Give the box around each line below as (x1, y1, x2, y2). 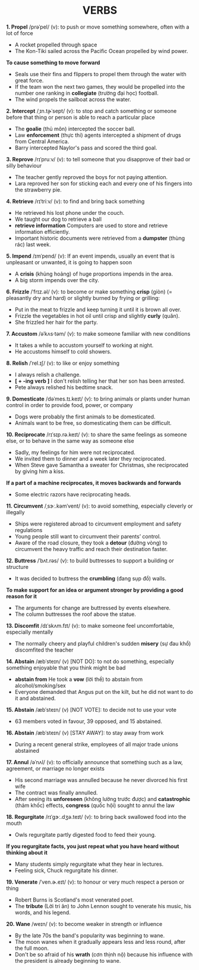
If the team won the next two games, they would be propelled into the (14, 83, 185, 90)
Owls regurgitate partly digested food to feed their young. (14, 831, 156, 838)
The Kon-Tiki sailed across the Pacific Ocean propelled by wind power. (14, 47, 188, 54)
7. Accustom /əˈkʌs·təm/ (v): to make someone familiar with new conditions (6, 330, 191, 337)
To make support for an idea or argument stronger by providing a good (6, 586, 184, 593)
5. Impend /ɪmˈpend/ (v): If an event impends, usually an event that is (6, 252, 175, 259)
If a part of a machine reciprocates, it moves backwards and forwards (6, 479, 181, 486)
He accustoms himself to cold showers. (14, 348, 112, 355)
